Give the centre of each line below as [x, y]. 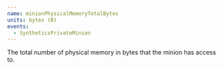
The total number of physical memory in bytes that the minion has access [111, 52]
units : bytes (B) [32, 20]
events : [18, 26]
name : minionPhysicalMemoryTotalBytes [63, 13]
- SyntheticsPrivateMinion [52, 33]
